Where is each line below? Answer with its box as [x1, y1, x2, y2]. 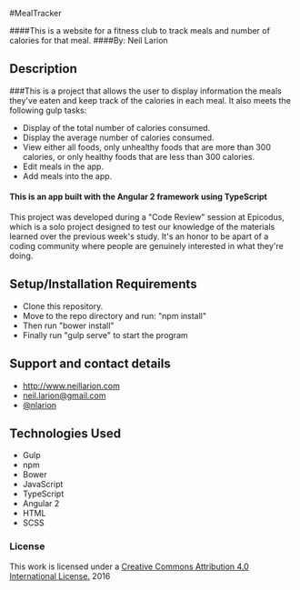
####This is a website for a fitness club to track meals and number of [9, 25, 271, 35]
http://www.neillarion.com [22, 380, 120, 391]
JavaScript [22, 479, 64, 490]
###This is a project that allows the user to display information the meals [9, 85, 282, 96]
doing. [9, 250, 34, 262]
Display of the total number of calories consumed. [22, 122, 211, 133]
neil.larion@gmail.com [22, 390, 106, 401]
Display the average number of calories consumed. [22, 132, 215, 143]
